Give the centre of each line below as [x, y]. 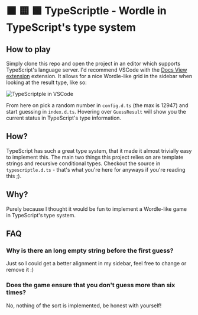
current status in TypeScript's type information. [64, 118]
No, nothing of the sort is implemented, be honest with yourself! [84, 306]
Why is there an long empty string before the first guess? [90, 250]
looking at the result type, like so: [46, 82]
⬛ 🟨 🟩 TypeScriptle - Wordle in [86, 11]
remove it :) [20, 270]
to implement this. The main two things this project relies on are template [95, 157]
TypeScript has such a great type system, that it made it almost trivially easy [99, 150]
